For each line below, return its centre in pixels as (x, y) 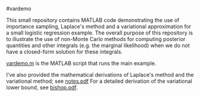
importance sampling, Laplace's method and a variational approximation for (99, 26)
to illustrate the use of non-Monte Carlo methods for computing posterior (96, 39)
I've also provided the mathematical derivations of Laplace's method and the (100, 75)
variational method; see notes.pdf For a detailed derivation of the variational (99, 81)
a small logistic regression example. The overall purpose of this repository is (100, 33)
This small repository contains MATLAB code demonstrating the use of (93, 20)
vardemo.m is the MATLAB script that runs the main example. (81, 63)
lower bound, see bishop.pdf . (42, 87)
